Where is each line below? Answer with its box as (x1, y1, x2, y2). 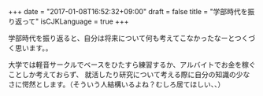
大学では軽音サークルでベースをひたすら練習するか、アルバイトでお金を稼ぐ (8, 60, 256, 69)
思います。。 (14, 43, 53, 53)
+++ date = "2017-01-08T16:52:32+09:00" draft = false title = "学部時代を (8, 7, 248, 16)
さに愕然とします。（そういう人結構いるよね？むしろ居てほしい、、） (8, 79, 225, 89)
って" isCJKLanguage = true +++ (21, 17, 129, 26)
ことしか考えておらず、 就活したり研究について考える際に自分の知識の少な (8, 70, 250, 79)
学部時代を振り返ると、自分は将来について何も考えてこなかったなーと (8, 34, 235, 42)
